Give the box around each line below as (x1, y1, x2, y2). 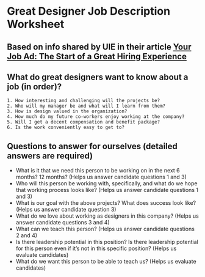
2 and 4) (15, 232, 38, 239)
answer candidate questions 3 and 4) (15, 219, 110, 226)
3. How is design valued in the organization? (7, 108, 128, 114)
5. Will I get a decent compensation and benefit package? (7, 119, 160, 125)
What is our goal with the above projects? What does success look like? (15, 199, 196, 207)
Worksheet (7, 17, 65, 31)
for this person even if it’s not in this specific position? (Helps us (15, 245, 177, 252)
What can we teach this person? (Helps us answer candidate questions (15, 225, 195, 233)
